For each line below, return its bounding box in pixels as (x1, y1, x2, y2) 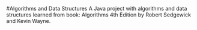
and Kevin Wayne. (6, 18, 51, 24)
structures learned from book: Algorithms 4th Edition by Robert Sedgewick (6, 11, 191, 18)
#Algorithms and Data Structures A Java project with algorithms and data (6, 5, 187, 12)
